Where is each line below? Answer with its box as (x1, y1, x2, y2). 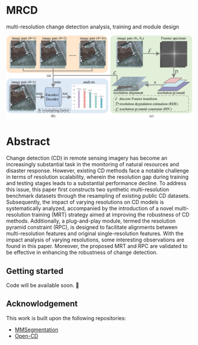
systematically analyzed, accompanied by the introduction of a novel (6, 205, 173, 212)
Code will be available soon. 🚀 (6, 282, 80, 289)
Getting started (6, 266, 64, 276)
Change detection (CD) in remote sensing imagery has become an (6, 154, 167, 162)
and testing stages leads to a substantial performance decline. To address (6, 180, 187, 187)
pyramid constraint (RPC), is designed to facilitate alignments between (6, 224, 178, 231)
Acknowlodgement (6, 299, 78, 309)
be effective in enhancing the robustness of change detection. (6, 249, 158, 256)
